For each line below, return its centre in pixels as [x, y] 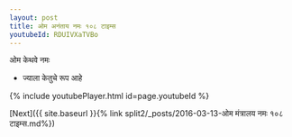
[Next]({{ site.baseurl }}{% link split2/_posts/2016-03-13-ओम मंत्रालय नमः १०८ [146, 114]
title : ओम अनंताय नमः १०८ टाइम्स [63, 26]
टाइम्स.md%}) [32, 123]
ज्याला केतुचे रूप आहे [52, 78]
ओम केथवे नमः [30, 60]
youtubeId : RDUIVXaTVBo [54, 34]
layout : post [34, 18]
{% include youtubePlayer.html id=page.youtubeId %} [109, 96]
